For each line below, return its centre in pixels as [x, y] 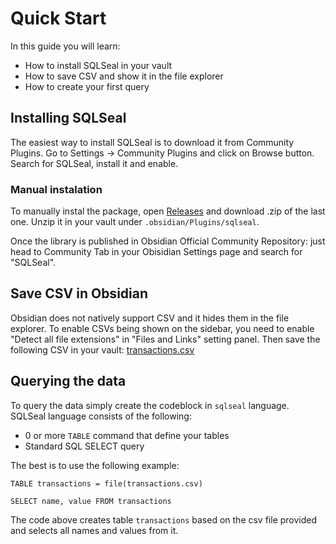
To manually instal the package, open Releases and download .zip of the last [168, 211]
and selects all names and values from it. [94, 530]
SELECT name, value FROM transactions [91, 501]
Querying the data [68, 381]
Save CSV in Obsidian [79, 293]
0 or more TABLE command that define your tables [127, 435]
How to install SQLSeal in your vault [98, 65]
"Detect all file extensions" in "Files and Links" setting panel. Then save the [165, 339]
